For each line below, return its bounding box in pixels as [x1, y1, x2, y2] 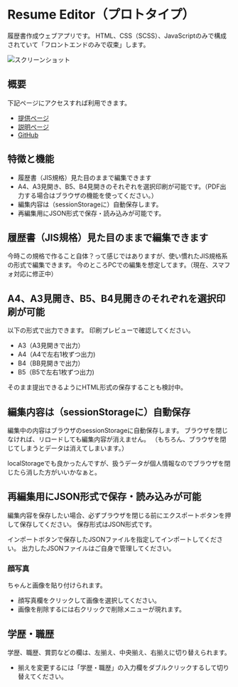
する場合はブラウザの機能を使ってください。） [23, 191, 158, 199]
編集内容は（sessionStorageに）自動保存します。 [17, 200, 163, 209]
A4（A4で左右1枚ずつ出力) [17, 350, 96, 359]
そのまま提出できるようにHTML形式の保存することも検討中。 [7, 383, 187, 392]
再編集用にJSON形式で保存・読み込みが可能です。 [17, 209, 166, 217]
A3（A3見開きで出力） [17, 341, 85, 350]
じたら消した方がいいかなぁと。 [7, 468, 101, 476]
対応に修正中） [13, 270, 58, 278]
